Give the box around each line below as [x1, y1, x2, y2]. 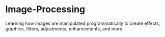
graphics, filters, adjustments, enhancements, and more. [5, 25, 124, 31]
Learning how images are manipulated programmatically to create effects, [5, 20, 160, 26]
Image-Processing [5, 4, 86, 15]
